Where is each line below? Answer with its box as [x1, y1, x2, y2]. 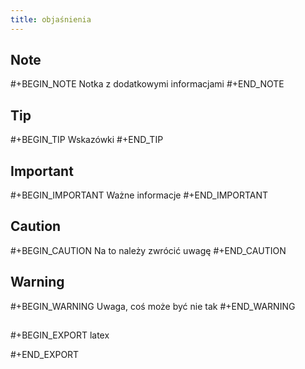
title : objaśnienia [10, 14, 92, 25]
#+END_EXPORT [10, 349, 80, 361]
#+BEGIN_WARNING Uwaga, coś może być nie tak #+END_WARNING [10, 300, 296, 312]
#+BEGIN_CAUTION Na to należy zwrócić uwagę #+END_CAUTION [10, 244, 287, 256]
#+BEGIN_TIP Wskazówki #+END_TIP [10, 134, 164, 146]
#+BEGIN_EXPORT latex [10, 329, 110, 341]
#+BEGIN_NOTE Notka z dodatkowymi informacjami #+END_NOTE [10, 78, 285, 90]
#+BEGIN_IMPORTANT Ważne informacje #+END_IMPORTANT [10, 189, 269, 201]
